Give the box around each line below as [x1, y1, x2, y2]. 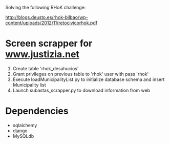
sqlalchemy [12, 122, 37, 128]
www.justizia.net [5, 49, 79, 60]
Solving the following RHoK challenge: [5, 5, 86, 10]
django [12, 128, 28, 134]
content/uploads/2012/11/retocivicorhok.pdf [5, 20, 98, 26]
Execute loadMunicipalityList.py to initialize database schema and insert [12, 76, 165, 83]
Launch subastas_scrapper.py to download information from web [12, 87, 150, 93]
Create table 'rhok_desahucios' [12, 65, 79, 71]
